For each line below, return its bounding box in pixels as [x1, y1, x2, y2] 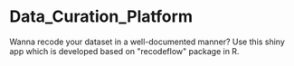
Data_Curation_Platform [9, 6, 193, 27]
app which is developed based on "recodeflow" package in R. [9, 45, 240, 56]
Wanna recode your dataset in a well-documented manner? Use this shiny [9, 36, 285, 47]
